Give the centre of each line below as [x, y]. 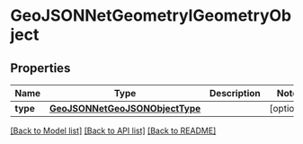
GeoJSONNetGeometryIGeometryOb [151, 16]
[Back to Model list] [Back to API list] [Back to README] [113, 130]
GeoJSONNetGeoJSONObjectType [125, 108]
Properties [40, 68]
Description [235, 93]
